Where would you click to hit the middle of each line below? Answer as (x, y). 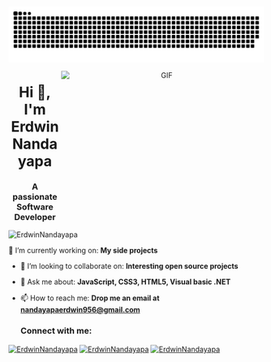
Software (35, 207)
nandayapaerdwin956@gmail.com (80, 310)
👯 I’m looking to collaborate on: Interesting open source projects (129, 266)
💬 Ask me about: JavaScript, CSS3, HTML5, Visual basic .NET (125, 282)
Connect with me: (56, 331)
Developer (35, 217)
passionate (35, 196)
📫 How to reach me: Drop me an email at (90, 298)
